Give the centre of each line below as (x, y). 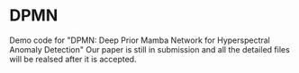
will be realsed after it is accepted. (73, 59)
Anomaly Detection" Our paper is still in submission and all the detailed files (149, 49)
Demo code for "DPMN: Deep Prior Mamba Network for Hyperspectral (140, 40)
